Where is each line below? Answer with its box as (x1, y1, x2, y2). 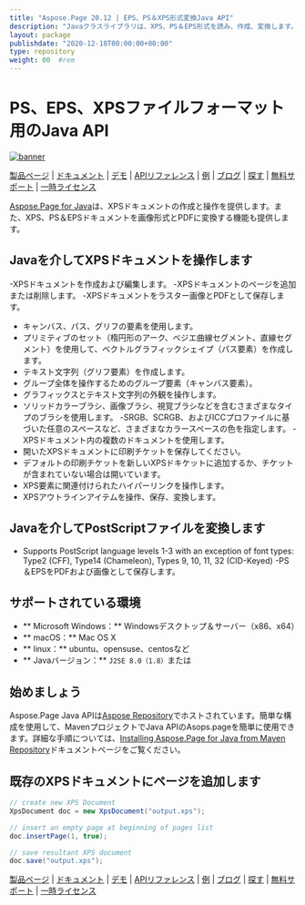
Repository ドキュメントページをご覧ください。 (9, 744, 186, 756)
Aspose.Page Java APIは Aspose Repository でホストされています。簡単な (9, 710, 284, 721)
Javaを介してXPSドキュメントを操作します (9, 252, 253, 269)
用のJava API (9, 120, 109, 141)
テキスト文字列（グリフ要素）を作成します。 (22, 366, 189, 377)
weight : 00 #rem (9, 56, 76, 65)
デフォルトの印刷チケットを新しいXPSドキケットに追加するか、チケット (22, 457, 294, 468)
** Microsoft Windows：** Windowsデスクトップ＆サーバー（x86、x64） (22, 621, 300, 632)
